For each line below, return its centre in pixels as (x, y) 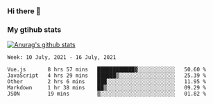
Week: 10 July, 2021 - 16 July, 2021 (62, 58)
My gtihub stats (34, 29)
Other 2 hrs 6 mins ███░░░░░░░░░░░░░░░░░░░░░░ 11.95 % (107, 82)
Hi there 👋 (24, 11)
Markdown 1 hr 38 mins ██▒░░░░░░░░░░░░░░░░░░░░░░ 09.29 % (107, 88)
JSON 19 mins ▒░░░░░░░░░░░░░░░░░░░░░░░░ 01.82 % (107, 94)
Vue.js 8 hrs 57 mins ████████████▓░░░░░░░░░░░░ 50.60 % (107, 70)
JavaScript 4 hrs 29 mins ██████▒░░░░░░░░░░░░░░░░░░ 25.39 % (107, 76)
